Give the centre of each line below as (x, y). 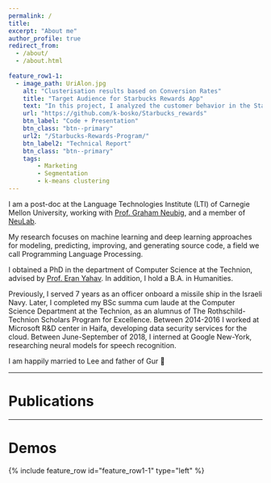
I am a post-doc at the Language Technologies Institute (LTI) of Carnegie (129, 204)
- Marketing (58, 166)
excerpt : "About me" (43, 31)
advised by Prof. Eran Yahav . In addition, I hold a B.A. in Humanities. (121, 278)
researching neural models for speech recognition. (92, 345)
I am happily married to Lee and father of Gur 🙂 (87, 361)
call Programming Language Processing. (76, 254)
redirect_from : (34, 46)
